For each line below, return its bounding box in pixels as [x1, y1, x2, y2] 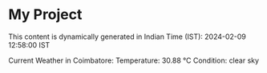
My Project [8, 6, 83, 24]
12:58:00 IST [8, 40, 51, 49]
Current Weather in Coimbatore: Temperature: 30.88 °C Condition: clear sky [8, 56, 259, 65]
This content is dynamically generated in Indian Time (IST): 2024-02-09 [8, 32, 247, 41]
